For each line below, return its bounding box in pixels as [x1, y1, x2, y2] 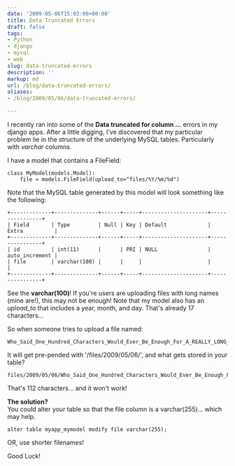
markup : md [7, 75, 39, 83]
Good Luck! [7, 452, 41, 460]
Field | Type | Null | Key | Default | [13, 221, 211, 228]
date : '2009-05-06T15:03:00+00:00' [7, 10, 111, 18]
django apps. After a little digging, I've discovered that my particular [7, 128, 203, 136]
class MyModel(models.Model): [7, 170, 96, 177]
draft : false [7, 23, 45, 30]
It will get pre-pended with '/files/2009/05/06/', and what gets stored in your [7, 351, 228, 359]
